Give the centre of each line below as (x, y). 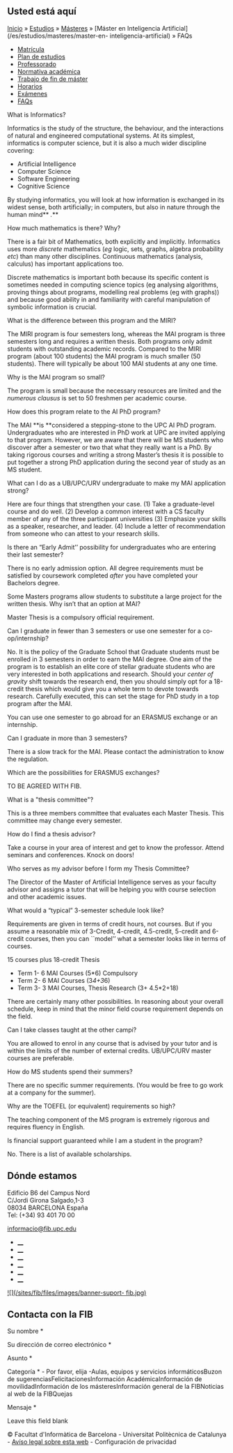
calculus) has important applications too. (65, 264)
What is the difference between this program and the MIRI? (91, 320)
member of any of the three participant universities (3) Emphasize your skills (117, 518)
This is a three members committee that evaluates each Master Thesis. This (116, 813)
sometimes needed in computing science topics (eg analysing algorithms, (113, 285)
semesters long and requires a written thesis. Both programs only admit (110, 341)
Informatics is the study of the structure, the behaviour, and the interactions (115, 128)
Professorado (37, 64)
